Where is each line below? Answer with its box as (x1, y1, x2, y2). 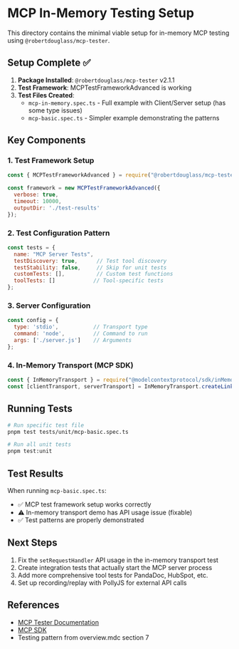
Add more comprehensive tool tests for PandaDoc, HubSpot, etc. (17, 571, 208, 579)
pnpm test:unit (7, 447, 53, 455)
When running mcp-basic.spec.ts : (7, 486, 107, 494)
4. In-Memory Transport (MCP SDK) (7, 360, 134, 370)
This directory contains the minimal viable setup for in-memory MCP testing (7, 28, 230, 37)
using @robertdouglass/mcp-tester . (7, 36, 110, 44)
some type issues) (28, 105, 83, 115)
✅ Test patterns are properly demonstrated (17, 515, 144, 524)
